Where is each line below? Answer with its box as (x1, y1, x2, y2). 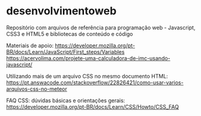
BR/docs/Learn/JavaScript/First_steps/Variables (6, 48, 125, 55)
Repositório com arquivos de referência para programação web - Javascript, (6, 24, 196, 31)
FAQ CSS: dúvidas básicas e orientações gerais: (6, 97, 125, 104)
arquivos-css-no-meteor (6, 85, 67, 92)
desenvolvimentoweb (6, 4, 117, 18)
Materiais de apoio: (6, 42, 54, 49)
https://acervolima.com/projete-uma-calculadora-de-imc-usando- (6, 54, 171, 62)
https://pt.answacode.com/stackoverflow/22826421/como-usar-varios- (6, 79, 184, 86)
